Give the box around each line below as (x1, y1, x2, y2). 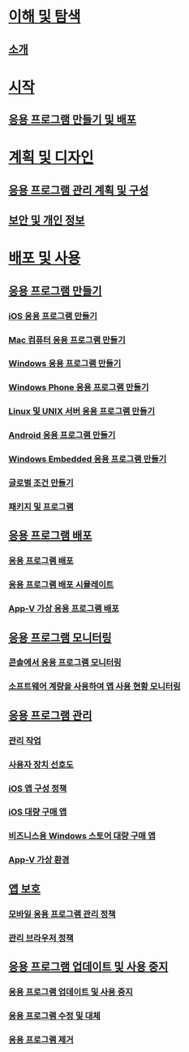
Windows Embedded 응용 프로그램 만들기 (8, 453, 167, 465)
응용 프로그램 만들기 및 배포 (8, 113, 136, 127)
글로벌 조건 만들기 (8, 478, 75, 489)
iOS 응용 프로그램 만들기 (8, 310, 97, 321)
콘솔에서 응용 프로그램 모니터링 (8, 657, 122, 668)
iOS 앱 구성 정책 (8, 783, 67, 794)
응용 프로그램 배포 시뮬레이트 (8, 579, 114, 591)
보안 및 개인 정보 (8, 213, 85, 228)
